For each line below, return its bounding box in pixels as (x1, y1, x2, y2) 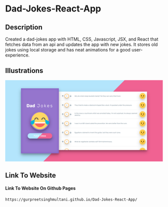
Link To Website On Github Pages (5, 185, 76, 191)
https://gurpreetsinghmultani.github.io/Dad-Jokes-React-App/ (5, 197, 137, 202)
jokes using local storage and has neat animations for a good (5, 47, 131, 52)
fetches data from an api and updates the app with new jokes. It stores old (5, 41, 158, 47)
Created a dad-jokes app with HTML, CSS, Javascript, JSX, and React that (5, 36, 158, 42)
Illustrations (5, 66, 43, 75)
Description (5, 23, 42, 31)
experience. (5, 52, 30, 58)
